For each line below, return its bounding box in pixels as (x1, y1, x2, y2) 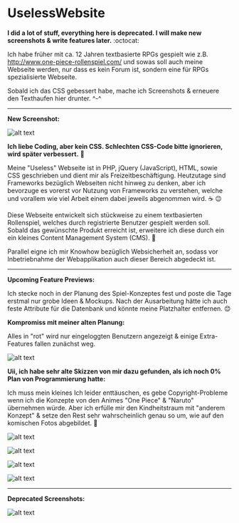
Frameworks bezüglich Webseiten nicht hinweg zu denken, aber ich (7, 178, 206, 187)
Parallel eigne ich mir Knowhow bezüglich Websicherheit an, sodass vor (7, 247, 218, 256)
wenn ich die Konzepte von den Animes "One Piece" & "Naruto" (7, 395, 194, 404)
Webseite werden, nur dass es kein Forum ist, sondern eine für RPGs (7, 65, 209, 73)
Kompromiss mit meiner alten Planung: (7, 318, 125, 326)
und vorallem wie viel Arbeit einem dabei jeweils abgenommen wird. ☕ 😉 (7, 194, 222, 202)
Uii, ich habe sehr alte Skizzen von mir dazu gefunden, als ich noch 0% (7, 367, 222, 376)
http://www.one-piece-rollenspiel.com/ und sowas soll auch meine (7, 57, 203, 66)
